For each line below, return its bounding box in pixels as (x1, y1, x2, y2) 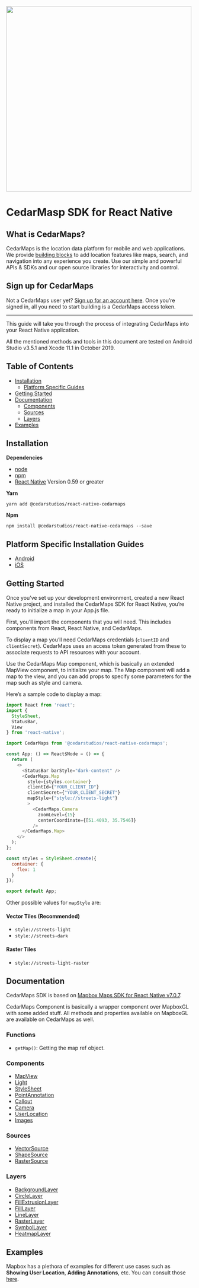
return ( (11, 756, 33, 763)
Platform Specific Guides (23, 383, 85, 390)
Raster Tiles (6, 946, 37, 953)
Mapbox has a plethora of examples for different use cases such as (6, 1263, 171, 1270)
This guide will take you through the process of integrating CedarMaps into (6, 320, 190, 327)
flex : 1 (17, 866, 36, 873)
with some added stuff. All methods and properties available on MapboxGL (6, 1010, 188, 1017)
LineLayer (14, 1211, 40, 1218)
